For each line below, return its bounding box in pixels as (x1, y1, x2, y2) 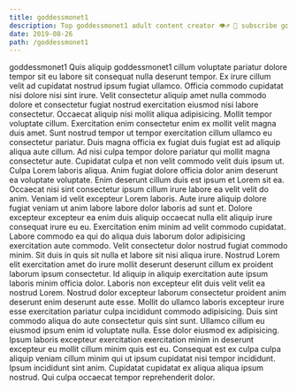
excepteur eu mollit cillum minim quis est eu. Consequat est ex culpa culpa (9, 344, 281, 355)
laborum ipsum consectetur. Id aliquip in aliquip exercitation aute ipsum (9, 269, 268, 280)
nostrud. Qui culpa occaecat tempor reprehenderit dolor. (9, 372, 216, 383)
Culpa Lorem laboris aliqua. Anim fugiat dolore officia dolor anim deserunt (9, 165, 278, 176)
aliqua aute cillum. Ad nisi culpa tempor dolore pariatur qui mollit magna (9, 147, 270, 157)
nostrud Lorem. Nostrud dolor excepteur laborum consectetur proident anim (9, 287, 286, 298)
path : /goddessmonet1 (9, 37, 89, 47)
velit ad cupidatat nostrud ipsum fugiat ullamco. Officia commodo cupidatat (9, 80, 285, 91)
